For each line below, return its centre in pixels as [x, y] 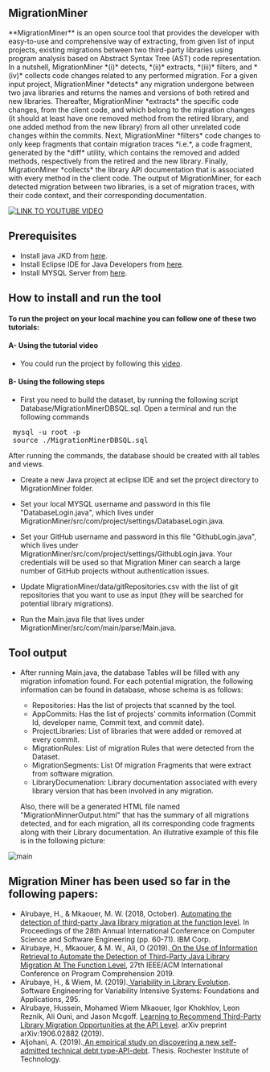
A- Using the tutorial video [53, 346]
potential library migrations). [67, 604]
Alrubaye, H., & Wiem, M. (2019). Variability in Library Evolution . [125, 982]
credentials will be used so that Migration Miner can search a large [130, 562]
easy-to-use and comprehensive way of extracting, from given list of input [131, 41]
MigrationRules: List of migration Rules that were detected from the [143, 747]
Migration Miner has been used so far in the [119, 882]
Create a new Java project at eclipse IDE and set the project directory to [139, 480]
